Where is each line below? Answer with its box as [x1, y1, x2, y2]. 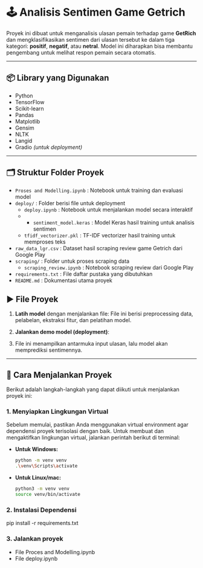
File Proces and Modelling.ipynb [14, 548, 95, 555]
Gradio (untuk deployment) [14, 144, 83, 151]
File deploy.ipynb [14, 555, 58, 562]
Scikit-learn [14, 105, 44, 112]
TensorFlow [14, 98, 45, 105]
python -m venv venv [14, 457, 67, 464]
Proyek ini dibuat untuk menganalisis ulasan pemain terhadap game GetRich [6, 29, 196, 37]
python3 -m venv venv [14, 486, 70, 492]
